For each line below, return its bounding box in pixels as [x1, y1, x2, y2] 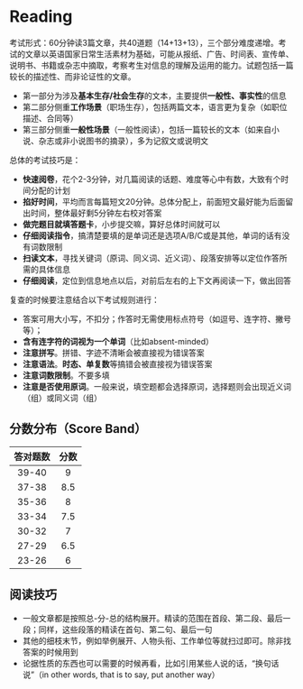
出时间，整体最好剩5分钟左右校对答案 [22, 207, 162, 218]
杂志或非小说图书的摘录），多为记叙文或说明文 [38, 135, 209, 146]
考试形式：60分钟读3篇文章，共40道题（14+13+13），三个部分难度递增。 [9, 37, 279, 48]
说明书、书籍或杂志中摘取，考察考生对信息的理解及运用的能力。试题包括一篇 [9, 60, 294, 70]
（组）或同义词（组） [22, 392, 102, 403]
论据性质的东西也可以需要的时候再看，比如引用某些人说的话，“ [22, 657, 255, 668]
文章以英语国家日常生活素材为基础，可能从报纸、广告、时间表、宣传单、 [24, 48, 294, 60]
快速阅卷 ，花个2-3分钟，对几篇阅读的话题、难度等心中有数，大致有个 [22, 173, 281, 184]
